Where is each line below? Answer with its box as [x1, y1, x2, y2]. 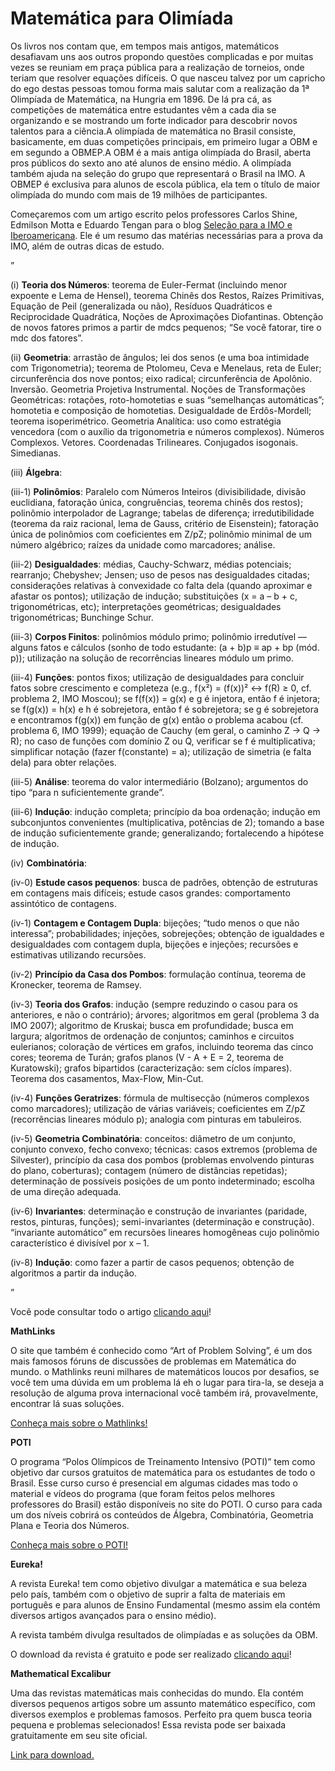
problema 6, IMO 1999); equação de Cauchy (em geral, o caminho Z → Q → [10, 724, 322, 736]
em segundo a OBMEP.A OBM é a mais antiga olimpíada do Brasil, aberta [10, 146, 312, 158]
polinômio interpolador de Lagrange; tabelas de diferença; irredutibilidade [10, 507, 315, 519]
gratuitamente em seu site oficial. [10, 1729, 148, 1741]
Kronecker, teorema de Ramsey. [10, 978, 142, 991]
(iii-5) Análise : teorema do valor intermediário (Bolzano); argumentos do [10, 775, 309, 787]
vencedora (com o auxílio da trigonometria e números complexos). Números [10, 425, 325, 437]
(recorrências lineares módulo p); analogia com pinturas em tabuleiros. [10, 1113, 303, 1125]
